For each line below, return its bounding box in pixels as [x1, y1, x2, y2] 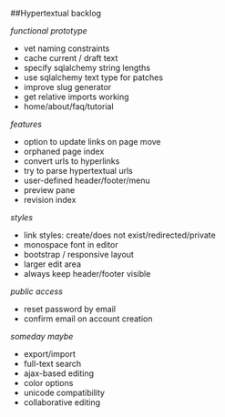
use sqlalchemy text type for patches [23, 72, 163, 83]
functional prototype [10, 25, 87, 36]
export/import [23, 349, 77, 359]
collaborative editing [23, 397, 101, 408]
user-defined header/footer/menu [23, 175, 151, 186]
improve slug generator [23, 82, 112, 92]
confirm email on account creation [23, 313, 153, 324]
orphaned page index [23, 146, 105, 157]
